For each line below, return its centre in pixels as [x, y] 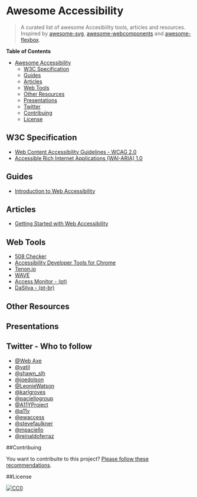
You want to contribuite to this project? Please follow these [78, 459]
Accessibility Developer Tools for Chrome [65, 263]
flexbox [30, 40]
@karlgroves [30, 392]
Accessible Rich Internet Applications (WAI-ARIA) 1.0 [78, 158]
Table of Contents [29, 51]
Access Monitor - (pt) [41, 282]
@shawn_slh [30, 373]
